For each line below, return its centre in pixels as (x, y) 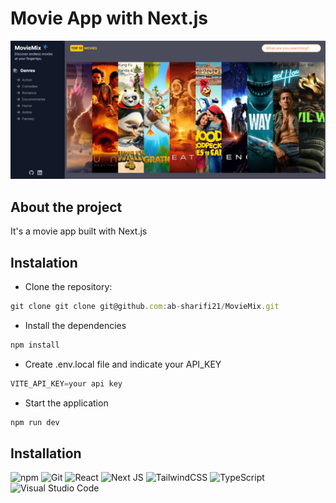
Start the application (66, 403)
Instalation (44, 262)
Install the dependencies (75, 325)
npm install (35, 345)
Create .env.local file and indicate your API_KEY (123, 364)
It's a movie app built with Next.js (79, 231)
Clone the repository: (68, 287)
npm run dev (35, 422)
